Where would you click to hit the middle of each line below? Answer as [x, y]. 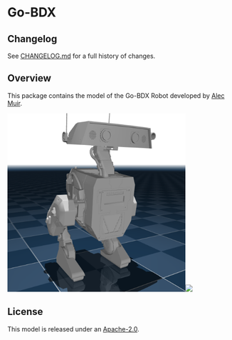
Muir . [15, 103]
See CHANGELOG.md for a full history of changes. [81, 56]
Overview [30, 78]
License [25, 312]
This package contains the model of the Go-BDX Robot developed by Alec [116, 95]
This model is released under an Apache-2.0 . [74, 329]
